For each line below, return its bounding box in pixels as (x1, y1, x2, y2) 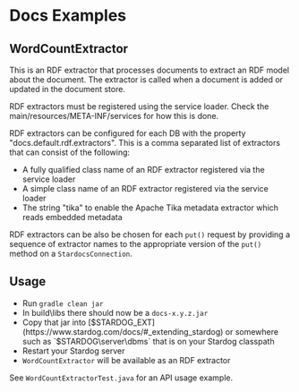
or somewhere (225, 326, 279, 337)
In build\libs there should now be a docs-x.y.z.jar (21, 307, 209, 318)
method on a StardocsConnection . (9, 248, 132, 259)
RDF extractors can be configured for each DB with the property (9, 128, 246, 139)
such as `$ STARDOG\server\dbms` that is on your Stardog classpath (21, 336, 275, 346)
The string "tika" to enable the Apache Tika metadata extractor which (21, 202, 279, 213)
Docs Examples (9, 5, 127, 26)
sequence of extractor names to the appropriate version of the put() (9, 239, 262, 249)
